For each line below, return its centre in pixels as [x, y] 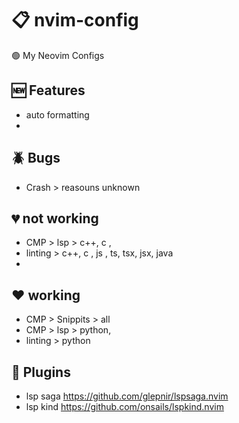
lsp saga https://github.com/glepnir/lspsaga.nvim [127, 396]
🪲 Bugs [36, 158]
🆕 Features [48, 90]
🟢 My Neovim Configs [58, 55]
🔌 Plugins [41, 372]
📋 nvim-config [75, 20]
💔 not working [55, 218]
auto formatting [57, 114]
